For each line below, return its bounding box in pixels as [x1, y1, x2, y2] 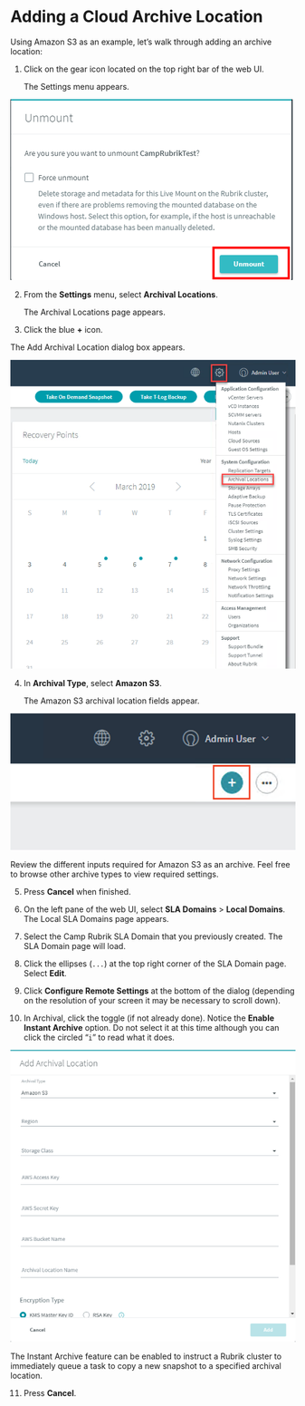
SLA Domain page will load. [23, 940, 126, 951]
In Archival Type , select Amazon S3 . [23, 678, 162, 689]
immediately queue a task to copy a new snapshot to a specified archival [10, 1361, 281, 1372]
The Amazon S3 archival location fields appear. [23, 695, 200, 706]
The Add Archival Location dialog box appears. [10, 342, 186, 353]
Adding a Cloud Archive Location [10, 6, 263, 27]
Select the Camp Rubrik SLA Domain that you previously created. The [23, 931, 283, 942]
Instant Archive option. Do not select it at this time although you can [23, 1022, 280, 1033]
